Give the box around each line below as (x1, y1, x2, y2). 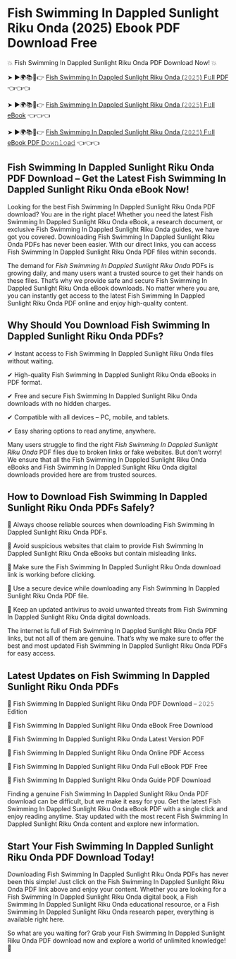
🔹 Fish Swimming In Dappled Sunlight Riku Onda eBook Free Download (7, 721, 213, 730)
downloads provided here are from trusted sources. (7, 470, 157, 479)
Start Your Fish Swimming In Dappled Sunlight (7, 840, 213, 852)
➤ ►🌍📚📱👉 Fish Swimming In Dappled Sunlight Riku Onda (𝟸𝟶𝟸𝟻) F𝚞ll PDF (7, 73, 229, 81)
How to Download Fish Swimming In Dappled (7, 490, 208, 503)
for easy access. (7, 649, 56, 658)
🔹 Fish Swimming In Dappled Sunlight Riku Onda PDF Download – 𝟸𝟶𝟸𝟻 (7, 699, 215, 708)
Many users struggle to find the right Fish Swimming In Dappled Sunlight (7, 440, 218, 448)
